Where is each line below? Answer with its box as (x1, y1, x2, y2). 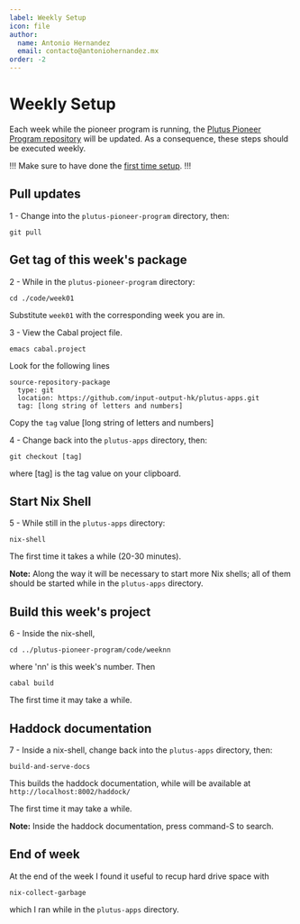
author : (9, 30, 39, 39)
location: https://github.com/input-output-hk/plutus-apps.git (17, 393, 259, 402)
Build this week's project (9, 604, 151, 619)
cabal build (9, 679, 54, 688)
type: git (17, 385, 54, 395)
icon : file (9, 22, 50, 31)
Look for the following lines (9, 360, 110, 371)
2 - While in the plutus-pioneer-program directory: (9, 276, 195, 287)
